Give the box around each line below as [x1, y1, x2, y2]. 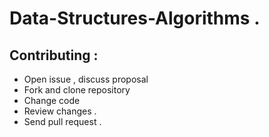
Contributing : [9, 47, 99, 64]
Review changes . [23, 105, 97, 117]
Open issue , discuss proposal [23, 73, 149, 85]
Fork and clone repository [23, 84, 131, 96]
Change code [23, 95, 81, 106]
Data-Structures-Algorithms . [9, 7, 261, 30]
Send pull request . [23, 116, 102, 127]
